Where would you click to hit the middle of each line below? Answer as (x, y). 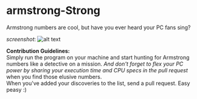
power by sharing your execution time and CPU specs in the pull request (97, 70)
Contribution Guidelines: (38, 51)
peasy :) (17, 89)
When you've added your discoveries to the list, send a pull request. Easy (98, 83)
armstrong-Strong (54, 11)
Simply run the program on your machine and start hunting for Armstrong (98, 57)
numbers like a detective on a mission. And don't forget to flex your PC (95, 64)
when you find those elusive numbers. (54, 77)
